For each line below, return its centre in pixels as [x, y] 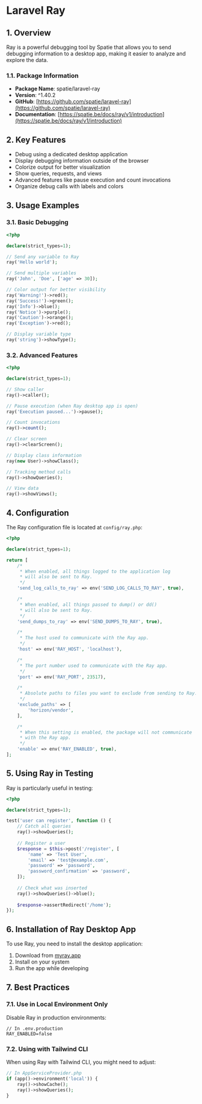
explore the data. [27, 60]
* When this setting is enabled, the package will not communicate [106, 732]
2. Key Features [36, 140]
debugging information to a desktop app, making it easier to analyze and [96, 54]
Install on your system [42, 962]
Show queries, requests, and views [58, 174]
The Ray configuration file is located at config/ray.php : [74, 528]
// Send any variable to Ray [43, 257]
